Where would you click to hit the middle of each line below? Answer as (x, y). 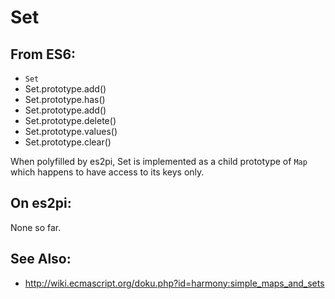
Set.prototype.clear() (68, 142)
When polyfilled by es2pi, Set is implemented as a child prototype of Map (159, 161)
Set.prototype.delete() (70, 120)
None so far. (36, 227)
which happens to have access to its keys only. (107, 172)
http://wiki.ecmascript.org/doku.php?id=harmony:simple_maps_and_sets (174, 283)
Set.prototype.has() (65, 99)
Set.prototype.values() (71, 131)
